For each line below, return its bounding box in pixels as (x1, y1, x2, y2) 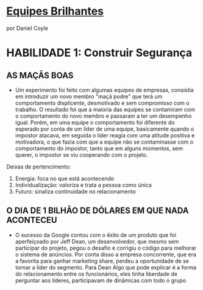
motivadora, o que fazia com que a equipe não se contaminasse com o (15, 138, 194, 145)
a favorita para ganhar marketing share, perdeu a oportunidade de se (15, 257, 189, 264)
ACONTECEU (6, 215, 57, 225)
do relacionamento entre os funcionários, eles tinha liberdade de (15, 270, 178, 277)
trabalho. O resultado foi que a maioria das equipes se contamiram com (15, 106, 195, 113)
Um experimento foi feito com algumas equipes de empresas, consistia (15, 86, 194, 93)
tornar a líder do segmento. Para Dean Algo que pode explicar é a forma (15, 264, 197, 271)
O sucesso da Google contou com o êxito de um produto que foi (15, 231, 177, 239)
